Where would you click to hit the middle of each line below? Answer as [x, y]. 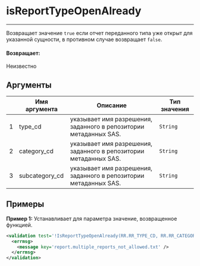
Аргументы [29, 85]
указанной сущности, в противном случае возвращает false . [84, 39]
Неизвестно [21, 66]
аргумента [42, 109]
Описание [112, 105]
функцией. [19, 225]
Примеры [25, 204]
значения [175, 109]
